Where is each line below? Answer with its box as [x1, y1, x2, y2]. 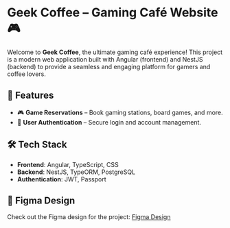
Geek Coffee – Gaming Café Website [7, 5, 218, 21]
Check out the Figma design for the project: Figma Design [7, 213, 171, 221]
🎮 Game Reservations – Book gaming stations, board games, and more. [16, 108, 223, 116]
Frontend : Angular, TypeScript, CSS [16, 160, 119, 168]
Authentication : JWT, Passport [16, 175, 106, 183]
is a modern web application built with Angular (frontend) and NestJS [7, 55, 203, 63]
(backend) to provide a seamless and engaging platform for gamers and [7, 62, 211, 71]
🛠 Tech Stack [7, 139, 67, 151]
